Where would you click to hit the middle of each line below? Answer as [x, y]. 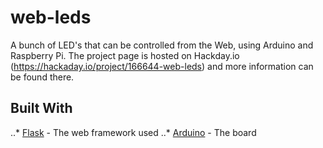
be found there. [42, 77]
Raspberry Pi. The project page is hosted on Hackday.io [125, 55]
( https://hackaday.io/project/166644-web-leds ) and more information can [162, 66]
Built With [41, 108]
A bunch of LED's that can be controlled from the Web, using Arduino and [162, 45]
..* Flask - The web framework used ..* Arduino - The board [133, 132]
